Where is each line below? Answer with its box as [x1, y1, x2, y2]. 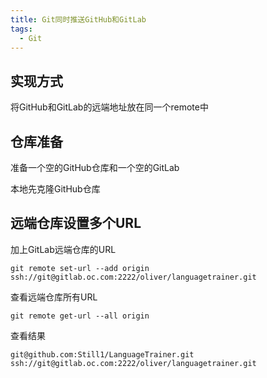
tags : [10, 24, 33, 34]
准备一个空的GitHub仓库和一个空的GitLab [10, 162, 180, 173]
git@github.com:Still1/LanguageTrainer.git [10, 349, 195, 360]
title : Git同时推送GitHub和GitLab [10, 14, 147, 25]
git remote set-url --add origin [10, 263, 150, 273]
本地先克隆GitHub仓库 [10, 183, 101, 195]
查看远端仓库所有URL [10, 291, 98, 303]
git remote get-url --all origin [10, 311, 150, 321]
